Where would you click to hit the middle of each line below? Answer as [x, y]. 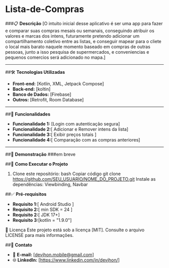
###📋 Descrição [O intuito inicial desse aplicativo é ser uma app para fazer [84, 23]
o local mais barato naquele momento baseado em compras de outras [78, 47]
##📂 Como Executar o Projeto [37, 164]
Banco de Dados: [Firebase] [42, 94]
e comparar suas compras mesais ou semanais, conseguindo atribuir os [80, 31]
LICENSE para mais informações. [39, 235]
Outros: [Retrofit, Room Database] [48, 99]
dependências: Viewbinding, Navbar [50, 184]
